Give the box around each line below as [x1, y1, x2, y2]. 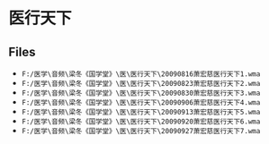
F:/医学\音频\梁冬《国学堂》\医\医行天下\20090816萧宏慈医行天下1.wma [21, 70, 261, 79]
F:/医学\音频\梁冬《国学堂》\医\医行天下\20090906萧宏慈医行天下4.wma [21, 98, 261, 107]
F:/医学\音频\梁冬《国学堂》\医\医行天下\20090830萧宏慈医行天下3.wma [21, 89, 261, 97]
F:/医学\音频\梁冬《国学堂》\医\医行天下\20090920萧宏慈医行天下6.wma [21, 117, 261, 126]
